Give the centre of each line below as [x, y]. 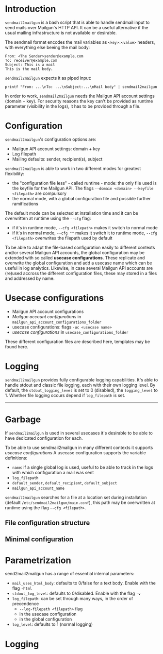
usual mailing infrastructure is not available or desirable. [61, 33]
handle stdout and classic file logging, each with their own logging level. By [80, 385]
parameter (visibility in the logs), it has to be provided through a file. [73, 106]
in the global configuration [46, 619]
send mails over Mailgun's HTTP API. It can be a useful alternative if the [77, 27]
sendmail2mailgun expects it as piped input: [48, 78]
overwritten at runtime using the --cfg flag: [48, 218]
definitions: [16, 458]
